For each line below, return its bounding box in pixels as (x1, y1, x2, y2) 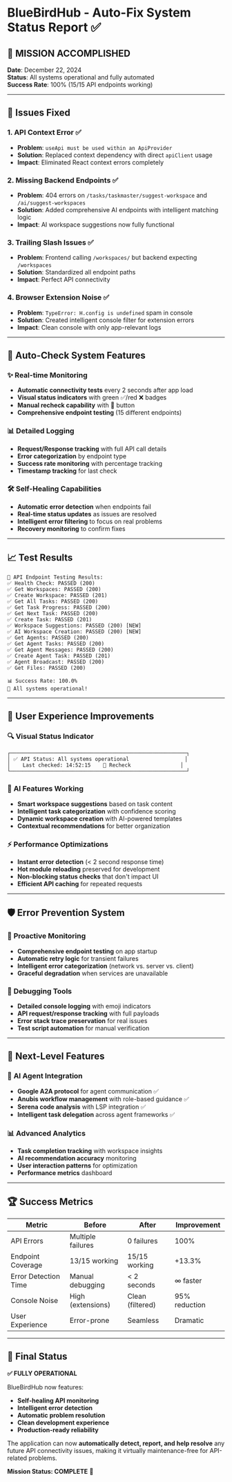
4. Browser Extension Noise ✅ (7, 292, 110, 302)
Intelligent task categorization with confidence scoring (17, 807, 176, 815)
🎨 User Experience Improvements (7, 711, 154, 722)
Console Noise (10, 1295, 59, 1305)
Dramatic (174, 1315, 204, 1325)
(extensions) (69, 1300, 110, 1309)
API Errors (10, 1236, 43, 1246)
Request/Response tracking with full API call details (17, 444, 167, 453)
